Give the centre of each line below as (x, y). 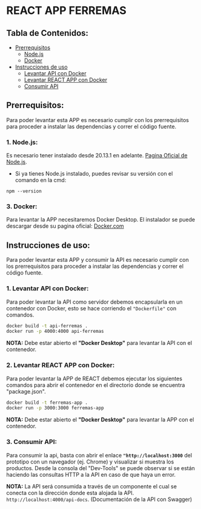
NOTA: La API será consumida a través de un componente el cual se (92, 486)
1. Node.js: (22, 142)
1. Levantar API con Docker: (48, 289)
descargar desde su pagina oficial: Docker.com (65, 226)
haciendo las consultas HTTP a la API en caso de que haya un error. (91, 474)
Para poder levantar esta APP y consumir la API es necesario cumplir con (97, 260)
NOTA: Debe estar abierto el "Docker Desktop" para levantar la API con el (99, 343)
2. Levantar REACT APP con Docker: (61, 365)
